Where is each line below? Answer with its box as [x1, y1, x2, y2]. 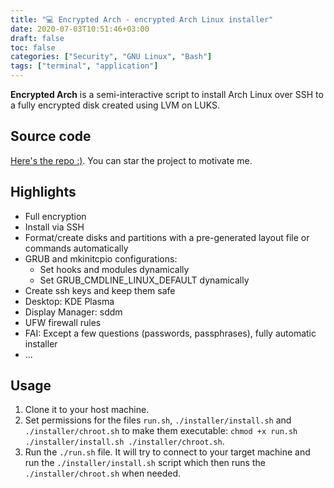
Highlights [10, 184, 77, 201]
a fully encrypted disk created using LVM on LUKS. [10, 99, 220, 111]
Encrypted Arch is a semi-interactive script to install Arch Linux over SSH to [10, 89, 324, 100]
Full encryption [24, 210, 87, 222]
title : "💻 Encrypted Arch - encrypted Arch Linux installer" [10, 14, 274, 25]
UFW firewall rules [24, 316, 102, 328]
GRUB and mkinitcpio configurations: [24, 252, 178, 265]
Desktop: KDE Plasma [24, 295, 115, 307]
